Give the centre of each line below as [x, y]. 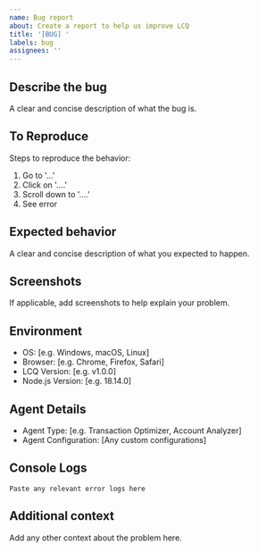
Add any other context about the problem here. [96, 538]
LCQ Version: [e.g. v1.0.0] [69, 372]
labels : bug [31, 42]
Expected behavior [63, 232]
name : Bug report [42, 17]
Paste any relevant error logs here [77, 489]
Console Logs [48, 468]
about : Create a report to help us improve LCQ [100, 26]
